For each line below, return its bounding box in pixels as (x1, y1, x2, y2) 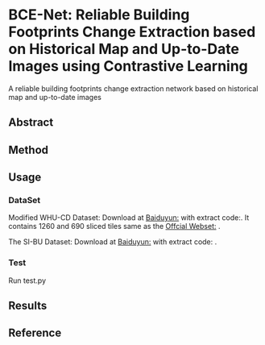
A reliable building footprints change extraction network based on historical (8, 83, 259, 94)
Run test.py (8, 276, 47, 285)
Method (8, 143, 49, 156)
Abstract (8, 115, 54, 130)
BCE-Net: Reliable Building (8, 6, 190, 24)
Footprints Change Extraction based (8, 23, 256, 41)
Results (8, 299, 48, 313)
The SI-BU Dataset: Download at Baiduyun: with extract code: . (8, 237, 217, 247)
